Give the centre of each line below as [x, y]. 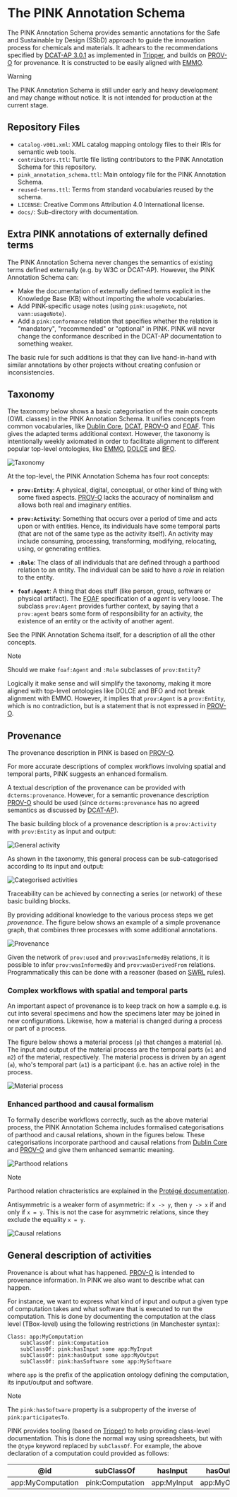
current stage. [28, 105]
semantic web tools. [47, 152]
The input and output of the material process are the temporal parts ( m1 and [117, 1050]
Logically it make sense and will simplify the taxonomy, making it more [109, 683]
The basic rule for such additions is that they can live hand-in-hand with [112, 357]
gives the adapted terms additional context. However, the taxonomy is [109, 434]
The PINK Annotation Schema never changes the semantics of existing [110, 262]
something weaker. [45, 344]
